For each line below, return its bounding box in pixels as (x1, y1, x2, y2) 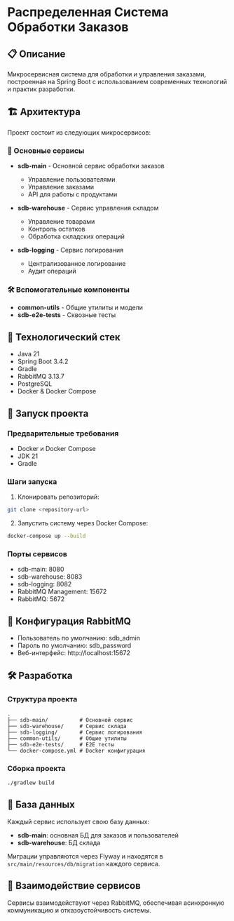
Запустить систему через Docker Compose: (17, 519, 149, 527)
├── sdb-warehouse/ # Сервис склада (7, 722, 128, 730)
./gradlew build (7, 779, 55, 786)
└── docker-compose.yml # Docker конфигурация (7, 747, 146, 754)
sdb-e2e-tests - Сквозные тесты (17, 311, 116, 319)
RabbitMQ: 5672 (17, 595, 65, 603)
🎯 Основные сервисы (7, 145, 85, 155)
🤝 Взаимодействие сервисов (7, 880, 142, 892)
